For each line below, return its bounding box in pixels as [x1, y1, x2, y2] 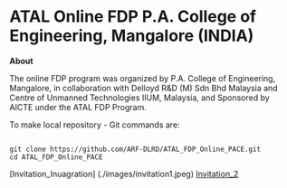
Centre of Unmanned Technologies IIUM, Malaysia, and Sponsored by [9, 92, 270, 103]
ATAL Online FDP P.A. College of [9, 6, 256, 27]
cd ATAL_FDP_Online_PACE [9, 152, 103, 162]
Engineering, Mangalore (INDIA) [9, 25, 254, 46]
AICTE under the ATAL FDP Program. [9, 101, 147, 112]
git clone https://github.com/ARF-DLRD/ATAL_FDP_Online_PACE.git [9, 145, 261, 154]
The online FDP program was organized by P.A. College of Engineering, [9, 72, 276, 83]
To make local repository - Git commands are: [9, 119, 180, 130]
